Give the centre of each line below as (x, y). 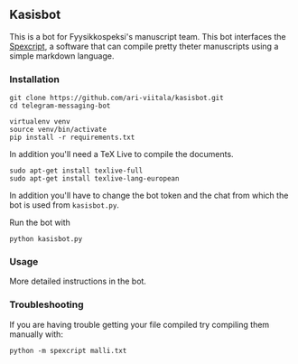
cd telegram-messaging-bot (60, 106)
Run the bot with (40, 223)
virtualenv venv (40, 122)
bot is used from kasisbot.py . (65, 205)
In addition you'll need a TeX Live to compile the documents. (121, 154)
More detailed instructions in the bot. (78, 281)
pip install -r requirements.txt (72, 138)
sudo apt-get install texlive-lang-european (94, 179)
